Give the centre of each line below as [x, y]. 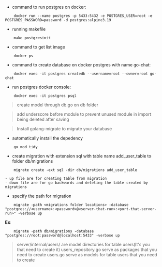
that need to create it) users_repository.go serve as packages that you [87, 250]
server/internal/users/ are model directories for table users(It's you [83, 244]
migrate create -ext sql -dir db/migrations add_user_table [75, 170]
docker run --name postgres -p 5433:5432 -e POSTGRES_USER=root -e [83, 16]
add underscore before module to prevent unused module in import [84, 114]
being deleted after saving [43, 119]
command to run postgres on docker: [49, 7]
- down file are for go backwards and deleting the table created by [77, 183]
